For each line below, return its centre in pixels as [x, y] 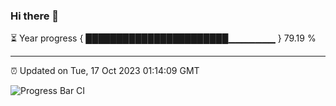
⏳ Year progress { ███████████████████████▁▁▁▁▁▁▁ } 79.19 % [163, 38]
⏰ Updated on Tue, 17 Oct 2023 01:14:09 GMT [105, 71]
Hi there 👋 [35, 16]
